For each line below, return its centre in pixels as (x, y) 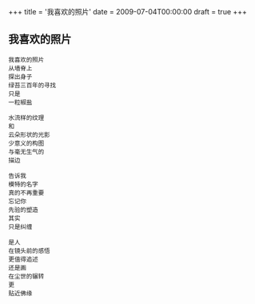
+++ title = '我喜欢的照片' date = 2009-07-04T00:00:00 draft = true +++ (128, 12)
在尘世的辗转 (26, 276)
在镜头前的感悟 (29, 250)
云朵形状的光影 (29, 134)
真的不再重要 (26, 193)
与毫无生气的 (26, 152)
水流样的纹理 (26, 118)
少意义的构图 (26, 143)
